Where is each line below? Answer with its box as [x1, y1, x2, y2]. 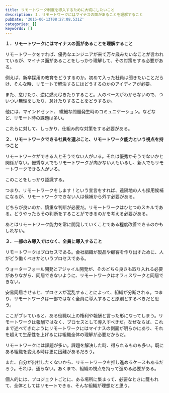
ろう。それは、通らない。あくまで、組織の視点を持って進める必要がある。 [5, 366, 159, 372]
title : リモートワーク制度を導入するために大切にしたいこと [5, 7, 115, 13]
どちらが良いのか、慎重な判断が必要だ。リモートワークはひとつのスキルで [5, 205, 159, 211]
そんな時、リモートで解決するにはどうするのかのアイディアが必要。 [14, 81, 154, 87]
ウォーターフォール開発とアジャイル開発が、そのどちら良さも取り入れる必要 [5, 266, 163, 272]
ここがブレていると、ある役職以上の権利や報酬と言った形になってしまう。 [5, 313, 159, 319]
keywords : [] [5, 26, 33, 31]
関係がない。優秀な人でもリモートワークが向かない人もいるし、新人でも [5, 160, 155, 166]
